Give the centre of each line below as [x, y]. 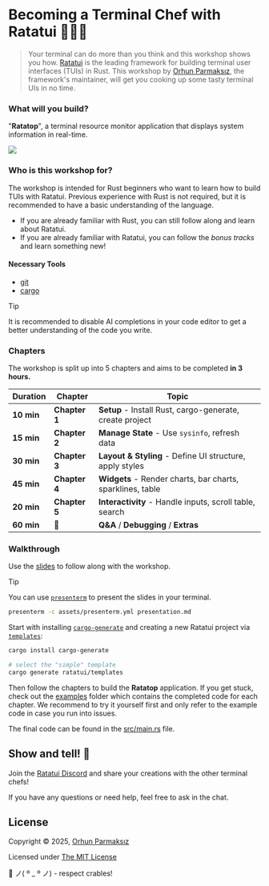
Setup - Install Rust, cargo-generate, [169, 410]
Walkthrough [34, 548]
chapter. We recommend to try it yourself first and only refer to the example [133, 704]
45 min [26, 484]
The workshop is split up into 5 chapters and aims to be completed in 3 [125, 368]
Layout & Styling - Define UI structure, [172, 456]
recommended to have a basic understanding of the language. [111, 205]
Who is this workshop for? [60, 170]
